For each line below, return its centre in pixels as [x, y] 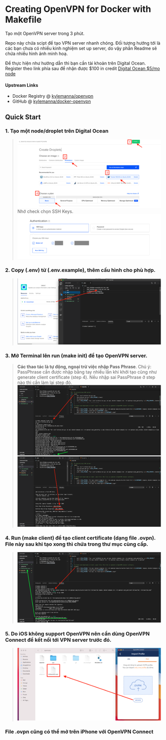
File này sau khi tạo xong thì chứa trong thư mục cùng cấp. [77, 544]
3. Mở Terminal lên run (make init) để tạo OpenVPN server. [76, 356]
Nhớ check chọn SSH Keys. [45, 211]
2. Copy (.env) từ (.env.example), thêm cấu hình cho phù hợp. [80, 270]
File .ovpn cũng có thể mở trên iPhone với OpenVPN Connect [79, 732]
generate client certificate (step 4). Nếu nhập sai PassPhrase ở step [86, 377]
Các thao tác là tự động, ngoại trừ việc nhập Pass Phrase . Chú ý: [84, 367]
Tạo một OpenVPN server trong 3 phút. [45, 33]
